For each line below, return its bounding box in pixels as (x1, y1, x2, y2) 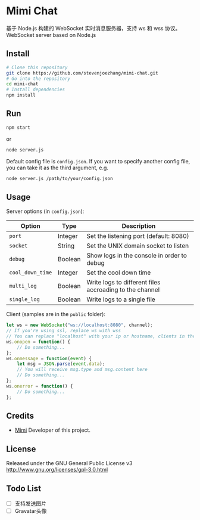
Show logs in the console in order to (86, 252, 187, 260)
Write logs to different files (86, 278, 161, 287)
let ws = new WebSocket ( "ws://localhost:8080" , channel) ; (6, 322, 153, 329)
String (57, 242, 75, 250)
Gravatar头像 (14, 507, 47, 514)
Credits (6, 410, 35, 421)
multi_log (9, 283, 37, 290)
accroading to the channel (86, 286, 160, 294)
